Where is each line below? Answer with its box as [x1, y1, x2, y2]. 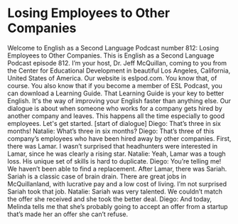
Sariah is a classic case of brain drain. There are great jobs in [7, 172, 187, 181]
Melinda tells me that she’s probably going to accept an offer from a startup [7, 202, 229, 210]
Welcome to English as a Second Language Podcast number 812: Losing [7, 43, 219, 52]
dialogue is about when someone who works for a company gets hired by [7, 104, 222, 112]
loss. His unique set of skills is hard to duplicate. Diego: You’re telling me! [7, 156, 222, 165]
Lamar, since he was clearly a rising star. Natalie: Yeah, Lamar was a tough [7, 149, 226, 158]
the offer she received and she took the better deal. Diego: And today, [7, 194, 212, 203]
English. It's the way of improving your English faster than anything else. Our [7, 96, 232, 105]
